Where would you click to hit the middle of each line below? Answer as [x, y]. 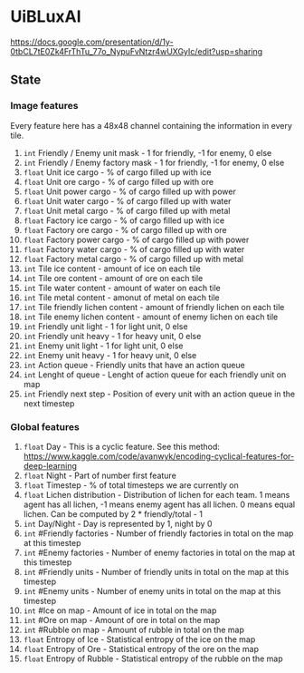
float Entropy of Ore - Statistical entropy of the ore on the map [141, 649]
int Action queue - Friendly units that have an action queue [134, 365]
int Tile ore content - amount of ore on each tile [113, 278]
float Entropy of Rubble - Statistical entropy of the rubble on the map [153, 658]
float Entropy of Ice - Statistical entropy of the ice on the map [139, 639]
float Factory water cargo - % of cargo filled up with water [134, 249]
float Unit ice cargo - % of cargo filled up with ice [117, 172]
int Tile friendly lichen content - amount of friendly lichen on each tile [154, 307]
